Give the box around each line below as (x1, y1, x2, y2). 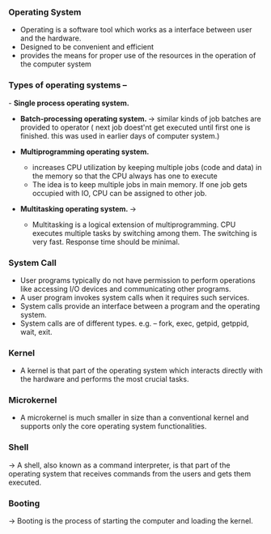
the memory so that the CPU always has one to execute (32, 171, 218, 181)
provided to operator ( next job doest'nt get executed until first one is (19, 122, 251, 132)
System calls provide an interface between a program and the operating (19, 301, 260, 310)
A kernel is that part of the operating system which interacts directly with (19, 365, 263, 375)
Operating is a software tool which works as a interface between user (19, 25, 252, 35)
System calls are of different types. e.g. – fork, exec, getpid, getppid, (19, 318, 249, 328)
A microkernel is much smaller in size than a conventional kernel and (19, 412, 249, 423)
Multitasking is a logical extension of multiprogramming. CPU (32, 220, 236, 229)
